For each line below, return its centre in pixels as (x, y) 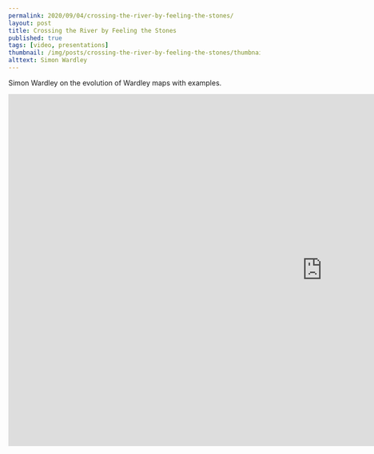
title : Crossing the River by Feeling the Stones (93, 30)
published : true (35, 38)
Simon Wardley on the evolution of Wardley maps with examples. (115, 83)
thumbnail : (26, 53)
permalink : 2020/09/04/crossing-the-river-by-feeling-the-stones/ (121, 16)
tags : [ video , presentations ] (59, 45)
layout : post (30, 23)
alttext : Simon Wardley (48, 61)
